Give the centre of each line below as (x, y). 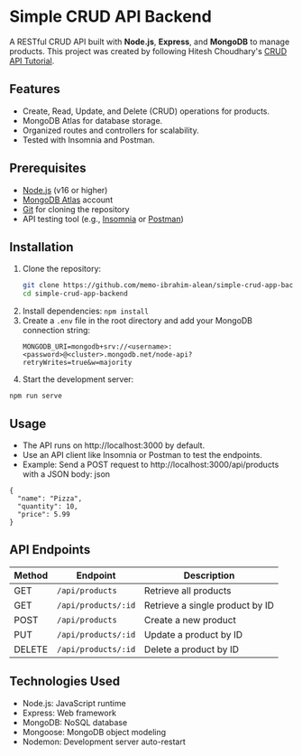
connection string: (56, 331)
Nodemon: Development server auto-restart (104, 742)
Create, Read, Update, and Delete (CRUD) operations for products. (146, 111)
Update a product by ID (193, 634)
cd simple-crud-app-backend (75, 294)
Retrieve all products (188, 591)
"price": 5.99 (44, 514)
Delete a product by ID (192, 649)
